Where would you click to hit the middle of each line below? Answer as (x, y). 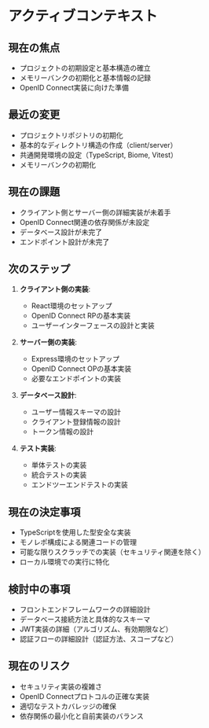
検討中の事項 (39, 589)
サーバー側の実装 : (48, 342)
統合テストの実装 (59, 475)
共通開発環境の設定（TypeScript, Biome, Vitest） (99, 155)
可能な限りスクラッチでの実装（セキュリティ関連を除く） (112, 552)
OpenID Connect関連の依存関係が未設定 (84, 222)
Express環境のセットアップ (75, 359)
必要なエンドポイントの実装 (76, 379)
